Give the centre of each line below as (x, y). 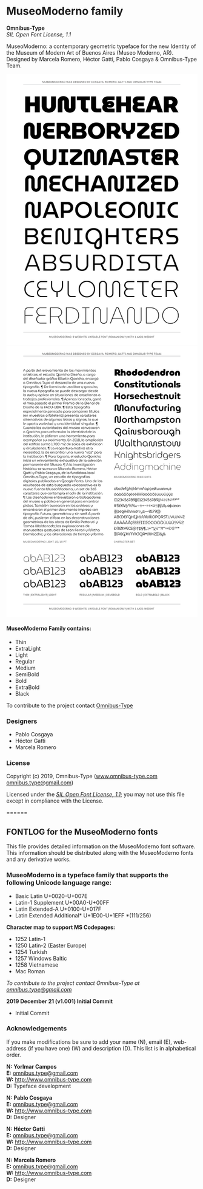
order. (14, 1055)
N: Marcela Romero (31, 1160)
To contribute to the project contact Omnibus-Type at (73, 983)
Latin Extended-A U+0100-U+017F (58, 909)
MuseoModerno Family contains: (49, 629)
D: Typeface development (39, 1086)
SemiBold (27, 674)
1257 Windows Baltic (41, 958)
